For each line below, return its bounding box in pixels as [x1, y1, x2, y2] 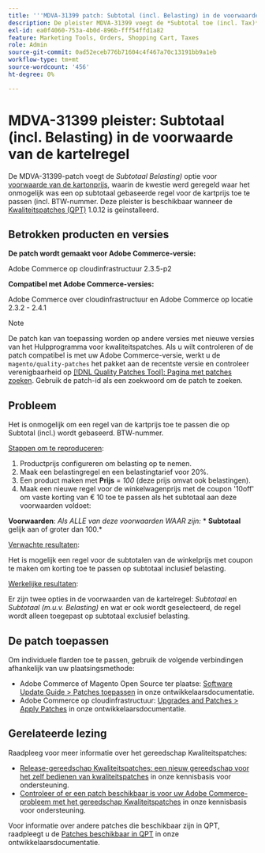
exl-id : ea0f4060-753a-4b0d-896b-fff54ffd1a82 [8, 26, 164, 34]
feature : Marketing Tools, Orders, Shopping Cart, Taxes [8, 33, 200, 42]
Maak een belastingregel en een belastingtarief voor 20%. [19, 468, 209, 477]
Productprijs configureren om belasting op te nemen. [19, 459, 192, 468]
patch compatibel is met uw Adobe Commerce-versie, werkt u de [8, 351, 221, 360]
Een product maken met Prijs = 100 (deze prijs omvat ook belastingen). [19, 476, 251, 485]
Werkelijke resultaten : [8, 579, 79, 589]
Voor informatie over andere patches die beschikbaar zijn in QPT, [8, 821, 221, 830]
